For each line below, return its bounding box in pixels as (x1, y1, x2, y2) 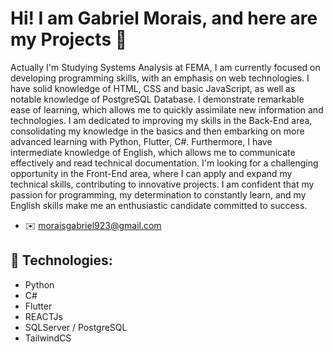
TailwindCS (24, 332, 72, 344)
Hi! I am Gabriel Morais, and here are (10, 7, 318, 30)
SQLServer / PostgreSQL (24, 321, 128, 333)
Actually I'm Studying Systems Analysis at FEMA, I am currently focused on (10, 61, 321, 73)
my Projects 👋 (10, 28, 128, 51)
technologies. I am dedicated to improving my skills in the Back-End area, (10, 114, 313, 126)
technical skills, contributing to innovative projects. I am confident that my (10, 178, 315, 190)
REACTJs (24, 310, 63, 322)
